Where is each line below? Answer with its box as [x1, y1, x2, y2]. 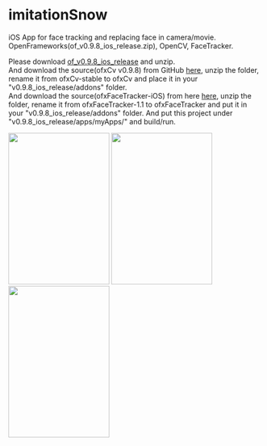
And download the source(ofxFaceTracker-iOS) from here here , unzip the [8, 90, 252, 100]
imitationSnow [8, 6, 108, 24]
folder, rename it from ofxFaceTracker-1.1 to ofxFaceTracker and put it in [8, 99, 248, 109]
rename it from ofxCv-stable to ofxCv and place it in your [8, 74, 198, 83]
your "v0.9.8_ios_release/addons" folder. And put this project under [8, 107, 233, 118]
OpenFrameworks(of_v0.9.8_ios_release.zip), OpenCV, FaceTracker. [8, 40, 234, 50]
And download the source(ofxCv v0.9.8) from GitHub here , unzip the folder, [8, 65, 260, 74]
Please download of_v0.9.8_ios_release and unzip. [8, 57, 176, 66]
